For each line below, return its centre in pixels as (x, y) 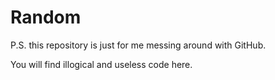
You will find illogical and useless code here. (101, 64)
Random (46, 17)
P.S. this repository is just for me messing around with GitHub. (138, 45)
